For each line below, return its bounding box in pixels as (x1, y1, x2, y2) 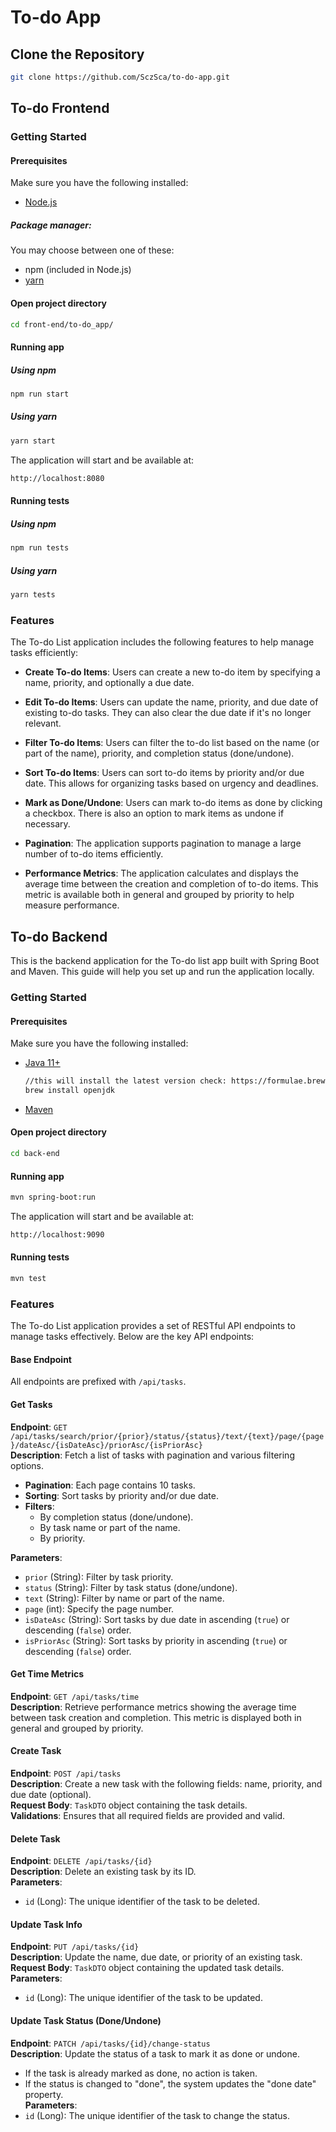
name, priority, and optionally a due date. (24, 677, 195, 689)
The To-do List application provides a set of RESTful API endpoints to (10, 1320, 296, 1332)
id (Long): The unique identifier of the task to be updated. (24, 1992, 263, 2004)
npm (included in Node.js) (24, 264, 132, 276)
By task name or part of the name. (39, 1521, 181, 1533)
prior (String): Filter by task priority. (24, 1571, 174, 1583)
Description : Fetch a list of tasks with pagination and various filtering (10, 1449, 295, 1461)
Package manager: (10, 219, 92, 231)
